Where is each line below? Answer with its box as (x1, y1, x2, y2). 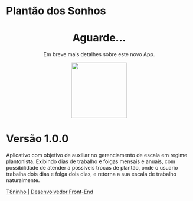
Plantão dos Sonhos (6, 4, 106, 18)
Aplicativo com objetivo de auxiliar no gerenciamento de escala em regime (6, 152, 188, 159)
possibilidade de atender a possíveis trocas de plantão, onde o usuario (6, 164, 178, 171)
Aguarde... (72, 31, 126, 45)
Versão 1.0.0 (6, 132, 69, 145)
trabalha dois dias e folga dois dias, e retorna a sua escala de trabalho (6, 170, 177, 178)
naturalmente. (6, 177, 40, 184)
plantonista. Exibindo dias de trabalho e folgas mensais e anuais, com (6, 158, 176, 165)
